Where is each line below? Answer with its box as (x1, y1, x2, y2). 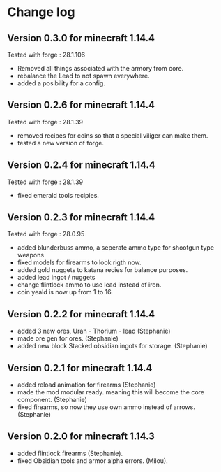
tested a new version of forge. (17, 138, 105, 147)
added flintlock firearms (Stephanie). (17, 449, 123, 457)
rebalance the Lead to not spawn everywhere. (17, 71, 150, 80)
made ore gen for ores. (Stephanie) (17, 334, 119, 343)
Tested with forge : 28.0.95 (7, 230, 85, 238)
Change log (7, 4, 75, 20)
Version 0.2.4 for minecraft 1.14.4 (7, 159, 155, 171)
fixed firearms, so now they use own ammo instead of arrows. (17, 403, 195, 411)
